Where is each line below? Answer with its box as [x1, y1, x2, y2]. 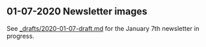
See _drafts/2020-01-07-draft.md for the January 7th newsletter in [6, 24, 200, 32]
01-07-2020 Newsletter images [6, 6, 148, 18]
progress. [6, 32, 34, 40]
